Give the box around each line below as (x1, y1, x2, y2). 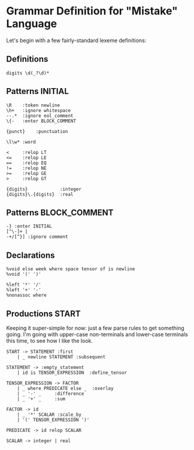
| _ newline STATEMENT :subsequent (17, 354, 106, 360)
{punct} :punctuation (6, 128, 68, 134)
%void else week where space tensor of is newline (6, 266, 135, 272)
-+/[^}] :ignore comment (6, 234, 68, 240)
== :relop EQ (6, 160, 47, 166)
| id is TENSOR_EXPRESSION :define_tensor (17, 370, 128, 376)
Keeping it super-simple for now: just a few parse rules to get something (6, 325, 184, 331)
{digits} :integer (6, 186, 82, 192)
